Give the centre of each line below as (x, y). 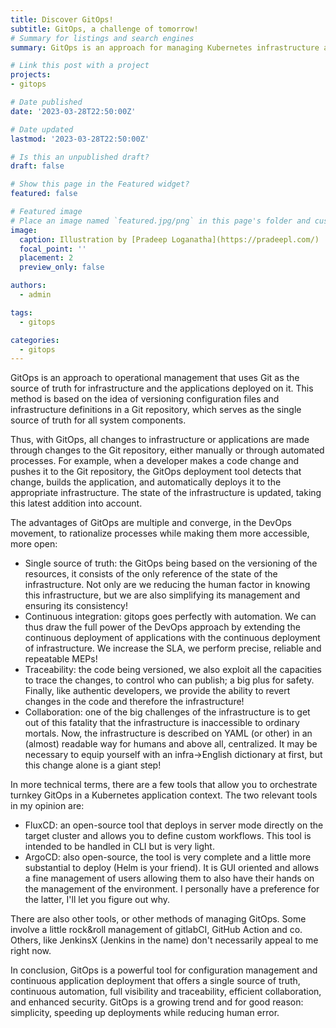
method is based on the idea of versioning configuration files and (145, 399)
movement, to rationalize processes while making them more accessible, (160, 533)
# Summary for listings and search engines (102, 38)
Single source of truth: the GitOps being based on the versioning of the (171, 563)
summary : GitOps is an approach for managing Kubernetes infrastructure (165, 47)
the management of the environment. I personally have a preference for (172, 889)
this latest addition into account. (76, 503)
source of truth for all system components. (98, 420)
